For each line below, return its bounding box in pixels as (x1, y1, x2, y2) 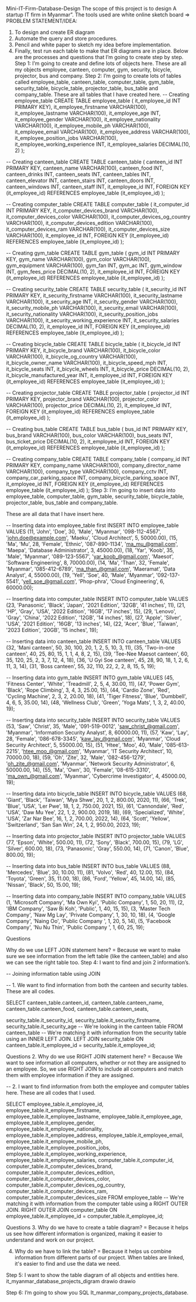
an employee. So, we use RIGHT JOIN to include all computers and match (6, 1065, 183, 1072)
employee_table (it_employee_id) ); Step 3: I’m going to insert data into (6, 487, 176, 494)
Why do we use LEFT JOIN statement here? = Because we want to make (6, 946, 181, 954)
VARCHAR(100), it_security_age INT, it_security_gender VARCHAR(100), (6, 298, 178, 305)
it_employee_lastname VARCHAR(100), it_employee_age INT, (14, 110, 161, 117)
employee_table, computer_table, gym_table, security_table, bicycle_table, (6, 493, 184, 500)
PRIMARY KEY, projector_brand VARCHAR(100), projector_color (6, 395, 159, 402)
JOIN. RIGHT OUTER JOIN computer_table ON (6, 1207, 118, 1213)
